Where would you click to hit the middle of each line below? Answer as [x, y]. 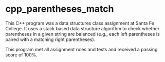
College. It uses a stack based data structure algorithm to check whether [82, 28]
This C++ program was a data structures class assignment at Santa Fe [80, 23]
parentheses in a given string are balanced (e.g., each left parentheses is [83, 34]
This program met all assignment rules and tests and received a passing [81, 49]
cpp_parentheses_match [60, 9]
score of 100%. [21, 55]
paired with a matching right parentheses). [50, 39]
